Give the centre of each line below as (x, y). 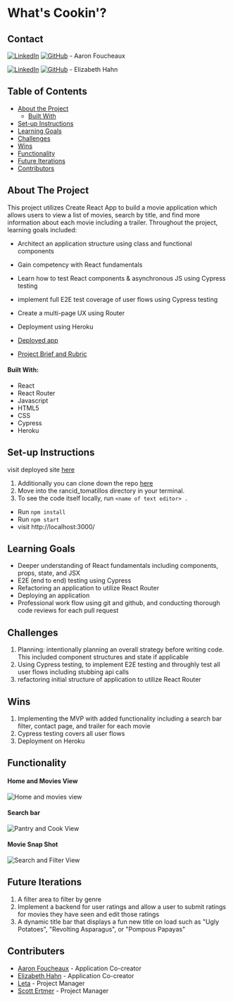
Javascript (33, 400)
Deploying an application (53, 595)
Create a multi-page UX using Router (71, 313)
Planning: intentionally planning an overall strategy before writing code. (121, 649)
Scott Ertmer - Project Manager (63, 991)
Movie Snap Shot (33, 844)
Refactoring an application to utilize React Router (88, 588)
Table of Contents (48, 92)
